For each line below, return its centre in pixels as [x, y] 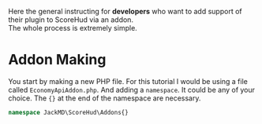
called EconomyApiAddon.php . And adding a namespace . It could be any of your [131, 89]
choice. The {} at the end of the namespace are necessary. [105, 98]
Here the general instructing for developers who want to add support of [125, 11]
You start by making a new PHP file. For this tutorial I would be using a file [128, 81]
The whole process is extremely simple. [73, 28]
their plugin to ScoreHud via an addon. [71, 20]
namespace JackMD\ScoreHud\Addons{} [68, 112]
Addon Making [57, 60]
